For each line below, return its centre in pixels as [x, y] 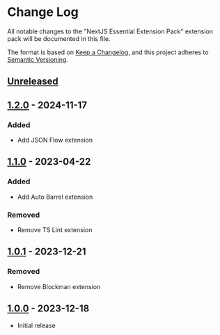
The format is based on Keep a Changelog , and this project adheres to [108, 52]
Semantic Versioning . [38, 59]
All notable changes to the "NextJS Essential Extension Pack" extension [110, 31]
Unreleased [33, 82]
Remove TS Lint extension [55, 230]
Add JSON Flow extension [55, 140]
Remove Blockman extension [59, 286]
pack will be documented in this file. [59, 38]
